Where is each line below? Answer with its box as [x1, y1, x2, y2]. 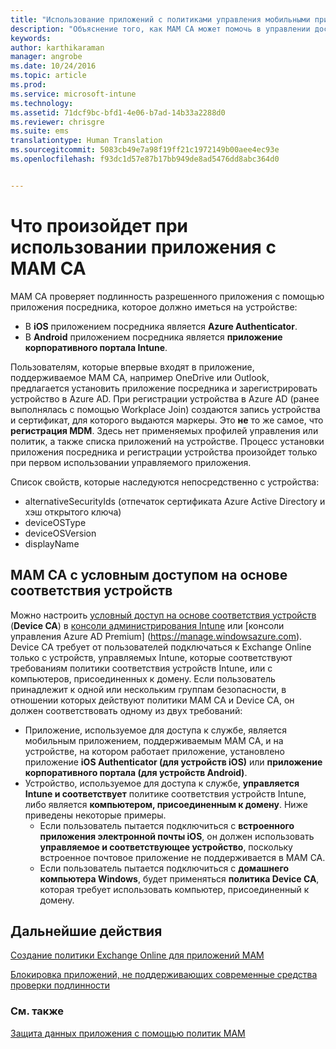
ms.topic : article [10, 71, 87, 81]
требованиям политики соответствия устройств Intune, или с [10, 662, 273, 674]
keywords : [10, 33, 52, 43]
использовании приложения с [10, 236, 277, 258]
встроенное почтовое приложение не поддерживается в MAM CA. [39, 851, 326, 863]
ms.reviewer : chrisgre [10, 117, 105, 127]
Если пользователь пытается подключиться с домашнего [39, 862, 289, 874]
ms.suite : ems [10, 126, 70, 136]
